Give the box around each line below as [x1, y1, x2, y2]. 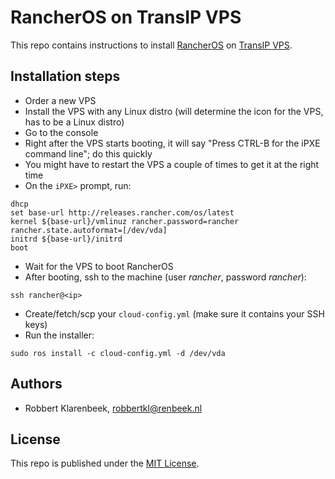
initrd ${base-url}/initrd [10, 234, 123, 244]
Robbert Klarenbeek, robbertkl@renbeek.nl [24, 402, 203, 414]
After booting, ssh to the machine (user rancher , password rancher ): [24, 271, 307, 283]
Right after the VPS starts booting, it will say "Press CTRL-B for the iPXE [24, 137, 321, 149]
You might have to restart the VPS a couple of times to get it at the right [24, 158, 320, 170]
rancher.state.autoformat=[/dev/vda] [10, 225, 168, 235]
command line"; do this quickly [24, 147, 153, 160]
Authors [10, 376, 63, 393]
